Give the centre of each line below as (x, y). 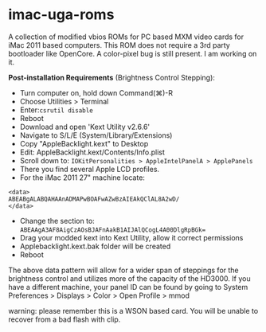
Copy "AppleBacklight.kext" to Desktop (84, 143)
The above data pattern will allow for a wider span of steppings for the (123, 270)
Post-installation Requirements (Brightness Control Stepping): (111, 77)
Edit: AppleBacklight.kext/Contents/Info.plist (92, 152)
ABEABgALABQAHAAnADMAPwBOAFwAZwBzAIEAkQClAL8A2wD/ (94, 199)
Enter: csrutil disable (56, 110)
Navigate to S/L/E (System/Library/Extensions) (96, 135)
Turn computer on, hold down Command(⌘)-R (96, 92)
